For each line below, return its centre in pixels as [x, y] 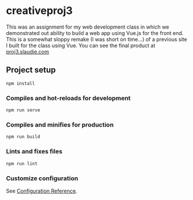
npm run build [23, 137]
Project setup [31, 70]
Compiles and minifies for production [60, 125]
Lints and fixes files [34, 152]
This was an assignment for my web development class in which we [88, 27]
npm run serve [23, 110]
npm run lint [22, 164]
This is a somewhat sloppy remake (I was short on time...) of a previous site [97, 39]
